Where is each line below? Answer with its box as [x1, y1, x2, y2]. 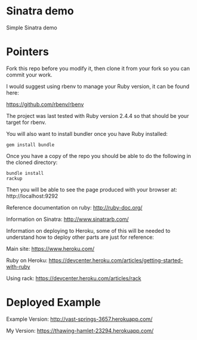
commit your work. [6, 71, 53, 78]
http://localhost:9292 [6, 192, 59, 199]
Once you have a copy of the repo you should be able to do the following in [6, 152, 191, 159]
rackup [6, 175, 23, 181]
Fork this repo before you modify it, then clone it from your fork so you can [6, 65, 190, 72]
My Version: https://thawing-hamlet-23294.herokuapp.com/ [6, 327, 154, 334]
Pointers [6, 45, 49, 59]
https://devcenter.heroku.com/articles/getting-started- [48, 256, 183, 264]
